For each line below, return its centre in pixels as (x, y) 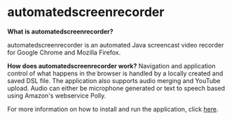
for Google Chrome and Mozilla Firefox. (64, 52)
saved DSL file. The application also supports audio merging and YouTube (114, 80)
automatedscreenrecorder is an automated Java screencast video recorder (116, 45)
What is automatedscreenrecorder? (60, 31)
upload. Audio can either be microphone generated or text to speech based (116, 88)
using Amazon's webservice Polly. (57, 96)
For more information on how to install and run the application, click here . (113, 109)
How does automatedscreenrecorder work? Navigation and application (111, 66)
